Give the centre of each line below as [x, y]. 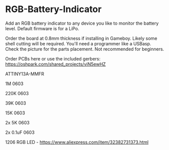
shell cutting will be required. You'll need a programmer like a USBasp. [78, 43]
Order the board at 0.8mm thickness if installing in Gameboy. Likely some [81, 38]
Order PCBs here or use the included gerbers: [53, 58]
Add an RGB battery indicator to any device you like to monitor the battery [82, 23]
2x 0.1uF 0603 [20, 132]
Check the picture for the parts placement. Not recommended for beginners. [85, 49]
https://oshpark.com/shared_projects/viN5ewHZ [55, 64]
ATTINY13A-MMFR [25, 73]
